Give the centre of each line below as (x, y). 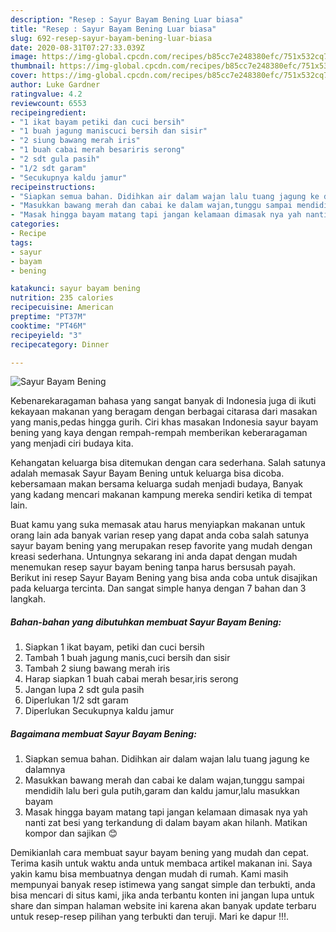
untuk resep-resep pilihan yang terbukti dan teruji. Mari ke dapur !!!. (150, 917)
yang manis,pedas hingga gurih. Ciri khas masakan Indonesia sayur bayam (164, 422)
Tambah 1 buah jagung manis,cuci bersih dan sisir (127, 658)
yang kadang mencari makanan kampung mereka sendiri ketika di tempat (161, 495)
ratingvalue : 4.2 (46, 94)
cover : (24, 76)
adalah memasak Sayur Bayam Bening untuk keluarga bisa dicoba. (147, 473)
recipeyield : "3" (46, 335)
